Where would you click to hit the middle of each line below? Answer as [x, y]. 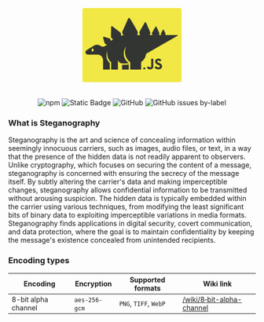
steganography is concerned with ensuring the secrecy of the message [124, 173]
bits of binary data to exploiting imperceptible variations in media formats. [128, 214]
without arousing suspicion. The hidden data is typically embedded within [127, 198]
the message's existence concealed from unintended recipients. [112, 240]
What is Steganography [54, 123]
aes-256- [88, 300]
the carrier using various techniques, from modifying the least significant [126, 207]
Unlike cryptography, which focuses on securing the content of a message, [130, 165]
